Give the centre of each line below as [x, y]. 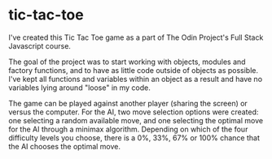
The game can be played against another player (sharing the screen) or [128, 103]
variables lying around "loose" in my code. [79, 88]
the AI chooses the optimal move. [64, 146]
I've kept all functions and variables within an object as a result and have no [136, 79]
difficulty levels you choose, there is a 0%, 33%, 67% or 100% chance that [134, 138]
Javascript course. [40, 45]
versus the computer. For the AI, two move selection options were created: [134, 112]
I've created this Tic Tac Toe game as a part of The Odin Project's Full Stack [136, 37]
